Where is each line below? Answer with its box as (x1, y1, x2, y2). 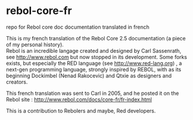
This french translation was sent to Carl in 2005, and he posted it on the (6, 90, 180, 97)
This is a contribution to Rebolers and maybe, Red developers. (6, 107, 156, 114)
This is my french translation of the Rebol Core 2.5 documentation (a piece (6, 35, 186, 42)
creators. (6, 78, 28, 85)
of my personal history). (6, 41, 64, 48)
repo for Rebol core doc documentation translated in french (6, 23, 150, 30)
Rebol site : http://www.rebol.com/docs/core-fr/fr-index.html (6, 95, 152, 103)
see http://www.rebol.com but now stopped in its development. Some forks (6, 53, 187, 60)
